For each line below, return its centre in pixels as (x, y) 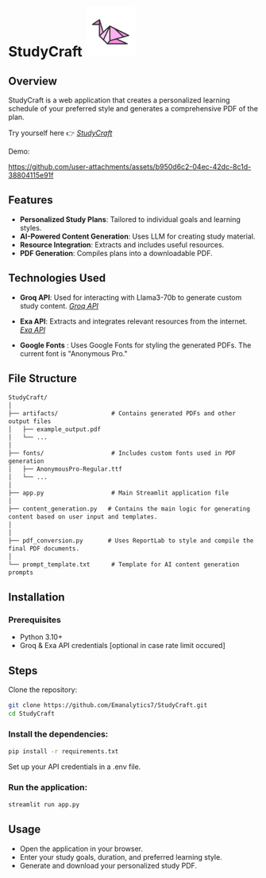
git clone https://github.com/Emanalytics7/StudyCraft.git (108, 705)
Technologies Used (57, 278)
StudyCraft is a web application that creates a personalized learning (119, 100)
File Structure (42, 379)
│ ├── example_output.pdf (55, 429)
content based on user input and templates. (83, 517)
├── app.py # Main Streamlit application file (118, 493)
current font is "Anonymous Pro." (73, 353)
